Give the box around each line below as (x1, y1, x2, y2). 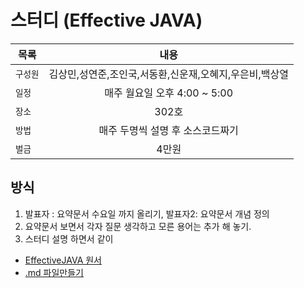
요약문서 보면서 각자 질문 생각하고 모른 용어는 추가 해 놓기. (24, 220, 252, 232)
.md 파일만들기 (24, 266, 85, 278)
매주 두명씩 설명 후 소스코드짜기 (98, 123, 239, 137)
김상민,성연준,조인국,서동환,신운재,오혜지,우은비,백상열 (48, 67, 289, 81)
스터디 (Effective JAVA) (10, 9, 203, 32)
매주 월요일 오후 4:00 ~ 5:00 (104, 86, 234, 100)
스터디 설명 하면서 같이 (24, 232, 114, 245)
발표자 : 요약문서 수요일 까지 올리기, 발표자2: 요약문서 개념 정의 (24, 207, 270, 220)
